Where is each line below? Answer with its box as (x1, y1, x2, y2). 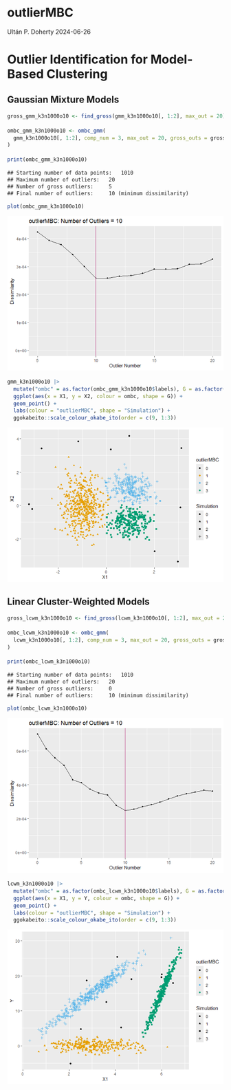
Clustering (46, 67, 108, 82)
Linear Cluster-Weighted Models (7, 596, 150, 607)
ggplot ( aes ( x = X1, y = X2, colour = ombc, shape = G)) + (13, 393, 184, 400)
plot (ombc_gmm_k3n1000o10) (7, 203, 85, 210)
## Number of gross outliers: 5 (7, 184, 112, 190)
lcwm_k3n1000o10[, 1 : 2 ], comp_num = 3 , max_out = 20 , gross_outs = (13, 636, 211, 644)
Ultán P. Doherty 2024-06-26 (7, 28, 91, 36)
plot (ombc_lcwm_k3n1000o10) (7, 705, 88, 712)
